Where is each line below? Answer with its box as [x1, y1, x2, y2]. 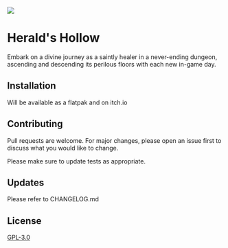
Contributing [7, 118, 63, 130]
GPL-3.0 [7, 234, 31, 242]
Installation [7, 80, 56, 92]
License [7, 215, 42, 227]
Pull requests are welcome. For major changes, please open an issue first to [7, 136, 222, 144]
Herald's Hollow [7, 30, 100, 46]
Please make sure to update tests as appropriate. [7, 157, 146, 165]
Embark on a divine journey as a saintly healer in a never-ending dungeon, [7, 52, 218, 61]
